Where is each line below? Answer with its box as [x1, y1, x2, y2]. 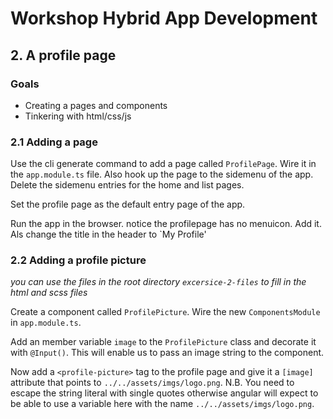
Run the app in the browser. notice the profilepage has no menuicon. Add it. [10, 218, 322, 230]
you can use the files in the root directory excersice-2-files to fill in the [10, 276, 307, 288]
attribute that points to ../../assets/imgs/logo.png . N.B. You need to [10, 377, 295, 389]
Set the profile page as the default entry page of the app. [10, 198, 246, 211]
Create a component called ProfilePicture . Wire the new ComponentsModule [10, 306, 321, 318]
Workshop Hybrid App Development [10, 7, 318, 30]
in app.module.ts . [10, 317, 82, 329]
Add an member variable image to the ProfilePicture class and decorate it [10, 336, 317, 348]
